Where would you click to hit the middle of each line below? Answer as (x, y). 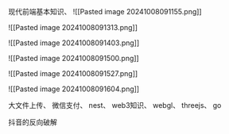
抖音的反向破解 (33, 122)
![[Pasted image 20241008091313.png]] (73, 27)
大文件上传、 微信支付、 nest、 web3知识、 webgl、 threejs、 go (115, 105)
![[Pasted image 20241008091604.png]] (74, 89)
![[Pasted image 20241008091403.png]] (74, 43)
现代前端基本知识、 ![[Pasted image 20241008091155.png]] (105, 11)
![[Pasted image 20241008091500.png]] (74, 58)
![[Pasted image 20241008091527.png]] (73, 73)
